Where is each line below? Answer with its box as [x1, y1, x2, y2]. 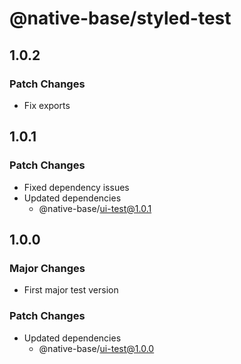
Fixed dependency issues [23, 181, 130, 193]
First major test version [23, 284, 119, 296]
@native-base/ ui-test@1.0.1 [38, 202, 152, 214]
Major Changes [9, 261, 86, 275]
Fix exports [23, 99, 71, 111]
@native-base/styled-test [9, 7, 232, 30]
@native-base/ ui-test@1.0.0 [38, 342, 155, 354]
